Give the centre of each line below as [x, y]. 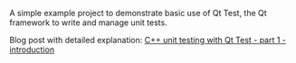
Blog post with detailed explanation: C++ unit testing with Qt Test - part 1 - [148, 40]
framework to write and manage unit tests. [88, 22]
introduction [32, 49]
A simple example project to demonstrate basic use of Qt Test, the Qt [138, 13]
